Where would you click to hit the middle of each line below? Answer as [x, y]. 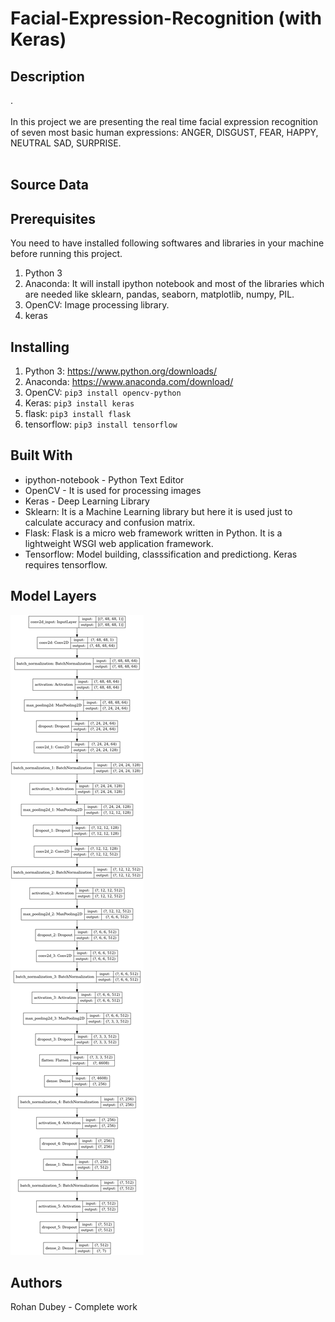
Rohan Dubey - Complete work [74, 1307]
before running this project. [66, 254]
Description [47, 76]
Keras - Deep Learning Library [87, 501]
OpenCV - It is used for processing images [113, 490]
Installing [40, 347]
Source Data [49, 185]
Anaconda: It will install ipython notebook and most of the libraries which [174, 284]
